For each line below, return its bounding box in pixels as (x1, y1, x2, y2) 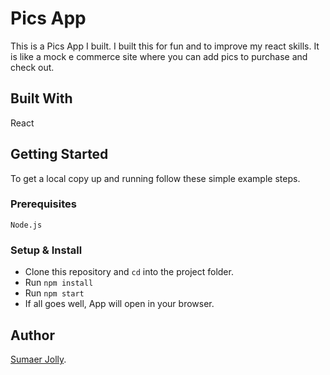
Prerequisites (10, 197, 77, 211)
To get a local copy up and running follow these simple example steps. (10, 172, 301, 184)
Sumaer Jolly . (10, 353, 67, 365)
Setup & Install (10, 243, 83, 257)
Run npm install (24, 277, 94, 289)
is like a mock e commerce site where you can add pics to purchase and (10, 50, 308, 62)
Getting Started (10, 146, 109, 163)
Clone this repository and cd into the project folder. (24, 266, 234, 278)
